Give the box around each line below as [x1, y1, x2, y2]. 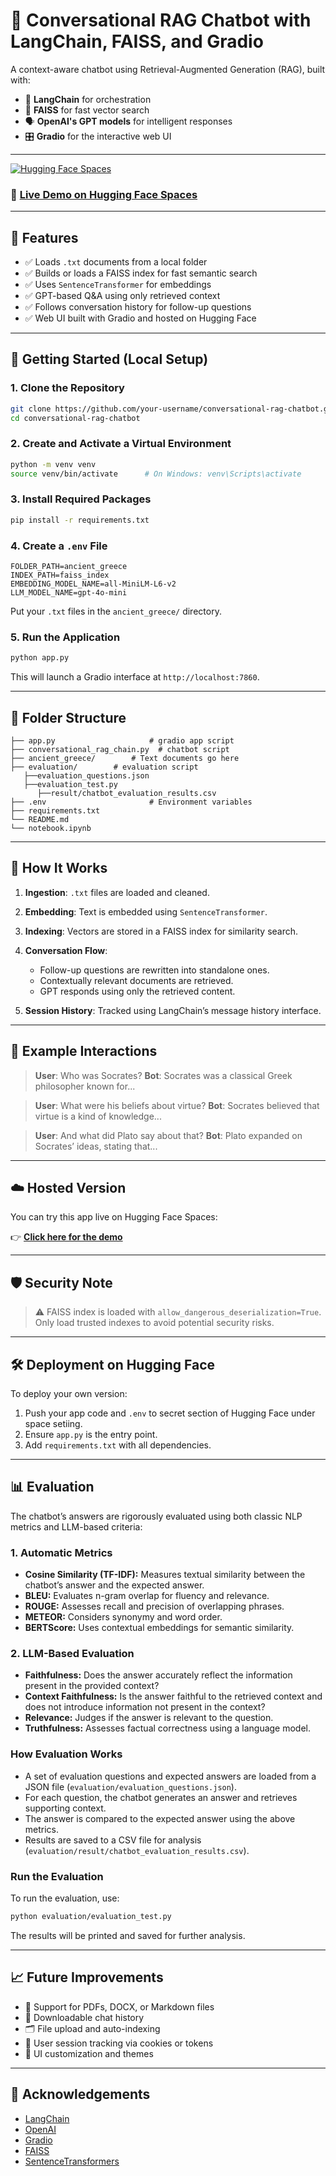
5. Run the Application [10, 630, 121, 644]
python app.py [10, 653, 70, 663]
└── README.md [10, 814, 70, 824]
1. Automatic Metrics [10, 1545, 113, 1559]
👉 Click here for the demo [10, 1231, 123, 1243]
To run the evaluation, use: [10, 1892, 120, 1904]
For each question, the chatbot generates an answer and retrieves [24, 1791, 298, 1803]
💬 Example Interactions [10, 1043, 158, 1060]
